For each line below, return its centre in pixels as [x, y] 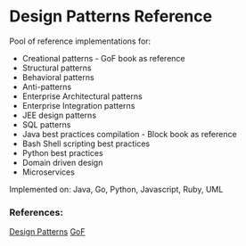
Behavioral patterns [58, 77]
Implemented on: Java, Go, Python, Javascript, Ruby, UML [116, 189]
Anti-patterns [47, 86]
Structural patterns [57, 68]
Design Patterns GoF [48, 232]
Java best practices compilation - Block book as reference [130, 134]
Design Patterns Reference [111, 16]
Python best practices [63, 152]
